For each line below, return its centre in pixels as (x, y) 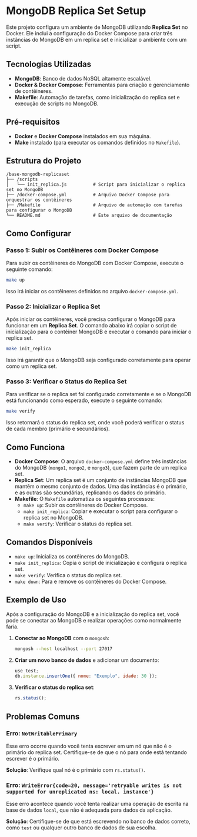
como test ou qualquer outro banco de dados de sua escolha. (81, 828)
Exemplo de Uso (36, 600)
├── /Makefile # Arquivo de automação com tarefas (94, 205)
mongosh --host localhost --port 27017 (64, 649)
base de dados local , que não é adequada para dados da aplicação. (89, 810)
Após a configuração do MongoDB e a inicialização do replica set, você (93, 614)
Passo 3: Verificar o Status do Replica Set (66, 381)
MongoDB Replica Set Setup (76, 11)
